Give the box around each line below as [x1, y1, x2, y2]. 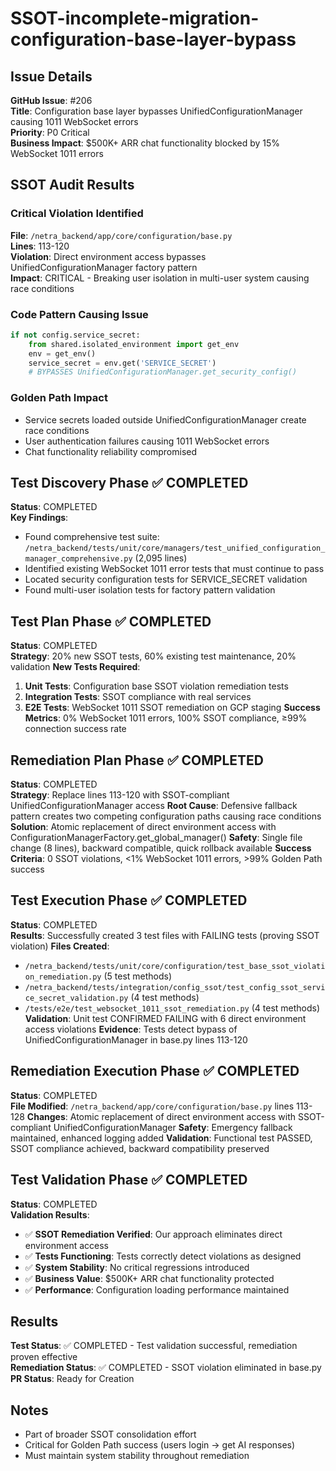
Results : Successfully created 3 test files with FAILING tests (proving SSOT [10, 929, 320, 941]
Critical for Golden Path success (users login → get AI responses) [24, 1439, 296, 1451]
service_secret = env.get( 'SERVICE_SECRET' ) [28, 358, 217, 368]
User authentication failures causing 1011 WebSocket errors [24, 435, 270, 447]
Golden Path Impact [10, 391, 108, 405]
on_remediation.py [24, 972, 102, 982]
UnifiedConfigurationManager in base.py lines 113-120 [24, 1033, 248, 1046]
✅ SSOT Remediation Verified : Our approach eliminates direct [24, 1228, 283, 1240]
